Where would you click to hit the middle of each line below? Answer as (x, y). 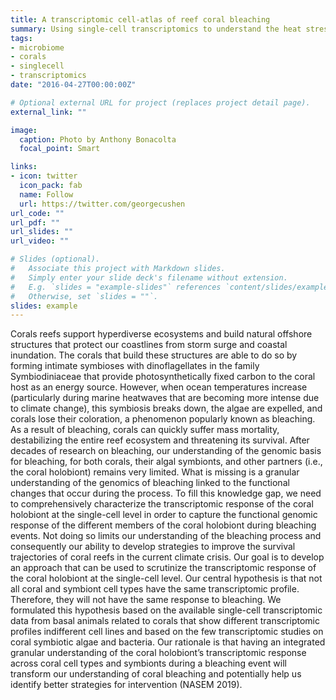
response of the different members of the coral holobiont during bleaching (163, 525)
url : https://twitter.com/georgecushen (102, 204)
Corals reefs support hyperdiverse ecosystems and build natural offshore (161, 334)
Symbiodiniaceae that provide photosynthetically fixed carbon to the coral (163, 377)
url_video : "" (40, 241)
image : (24, 130)
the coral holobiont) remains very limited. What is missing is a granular (155, 472)
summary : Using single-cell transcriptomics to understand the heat (156, 29)
